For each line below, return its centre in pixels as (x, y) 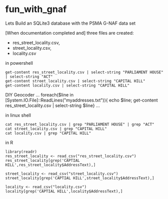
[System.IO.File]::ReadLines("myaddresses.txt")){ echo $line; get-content (81, 100)
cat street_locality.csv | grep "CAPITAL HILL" (56, 129)
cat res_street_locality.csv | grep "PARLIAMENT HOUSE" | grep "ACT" (80, 124)
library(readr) (21, 152)
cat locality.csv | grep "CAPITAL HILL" (48, 133)
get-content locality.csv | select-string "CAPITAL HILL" (67, 85)
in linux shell (18, 115)
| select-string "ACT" (29, 76)
